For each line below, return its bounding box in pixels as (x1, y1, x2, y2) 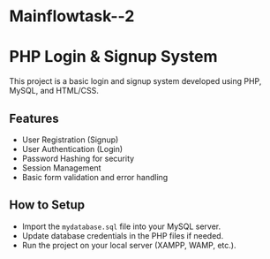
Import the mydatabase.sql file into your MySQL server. (21, 221, 221, 232)
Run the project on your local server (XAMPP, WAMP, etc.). (21, 240, 236, 250)
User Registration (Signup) (21, 134, 119, 145)
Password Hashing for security (21, 153, 135, 164)
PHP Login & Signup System (9, 47, 218, 67)
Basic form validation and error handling (21, 171, 169, 182)
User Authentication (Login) (21, 143, 124, 154)
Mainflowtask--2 (9, 6, 135, 27)
